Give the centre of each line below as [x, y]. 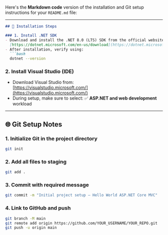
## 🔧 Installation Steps [31, 26]
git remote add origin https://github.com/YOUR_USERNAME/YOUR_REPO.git [81, 223]
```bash [18, 54]
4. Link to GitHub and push [38, 208]
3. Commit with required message [47, 185]
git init [14, 149]
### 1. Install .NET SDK [31, 35]
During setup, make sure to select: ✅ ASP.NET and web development [84, 98]
